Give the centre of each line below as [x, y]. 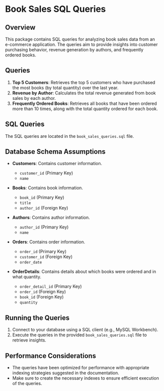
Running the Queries [37, 318]
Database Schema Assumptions [55, 152]
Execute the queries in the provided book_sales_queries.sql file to [79, 335]
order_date [31, 262]
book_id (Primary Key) [42, 197]
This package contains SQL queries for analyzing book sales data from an [80, 39]
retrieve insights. [29, 340]
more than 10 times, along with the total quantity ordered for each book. [85, 109]
